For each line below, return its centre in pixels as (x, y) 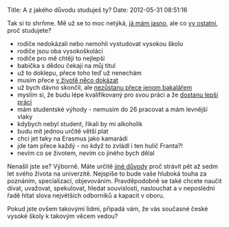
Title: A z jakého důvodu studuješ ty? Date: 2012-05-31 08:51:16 (97, 10)
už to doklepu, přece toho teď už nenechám (79, 73)
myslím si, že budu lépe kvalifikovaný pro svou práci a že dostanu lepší (118, 95)
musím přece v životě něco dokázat (68, 80)
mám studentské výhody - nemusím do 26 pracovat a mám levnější (112, 109)
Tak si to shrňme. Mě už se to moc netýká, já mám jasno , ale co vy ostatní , (112, 23)
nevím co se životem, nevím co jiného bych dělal (86, 153)
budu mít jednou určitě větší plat (63, 131)
